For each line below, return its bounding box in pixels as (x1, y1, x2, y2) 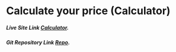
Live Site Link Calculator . (6, 24, 69, 31)
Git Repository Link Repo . (6, 39, 70, 46)
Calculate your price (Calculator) (6, 4, 171, 18)
